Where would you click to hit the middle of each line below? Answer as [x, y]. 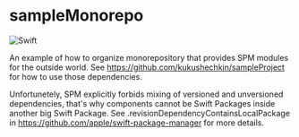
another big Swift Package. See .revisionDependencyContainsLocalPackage [150, 113]
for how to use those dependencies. [76, 76]
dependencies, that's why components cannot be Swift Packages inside [142, 103]
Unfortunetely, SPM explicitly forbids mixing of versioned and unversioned [146, 94]
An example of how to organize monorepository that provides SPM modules [149, 57]
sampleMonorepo [77, 16]
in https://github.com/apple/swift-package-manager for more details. [137, 123]
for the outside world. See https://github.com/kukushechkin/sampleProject [147, 67]
